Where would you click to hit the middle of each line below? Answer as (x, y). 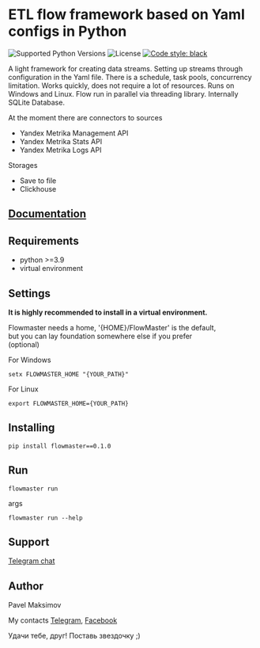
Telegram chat (32, 561)
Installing (32, 428)
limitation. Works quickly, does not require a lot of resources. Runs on (121, 86)
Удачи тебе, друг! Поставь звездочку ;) (74, 636)
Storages (23, 165)
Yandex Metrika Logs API (60, 150)
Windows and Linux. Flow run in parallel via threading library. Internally (123, 93)
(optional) (24, 344)
